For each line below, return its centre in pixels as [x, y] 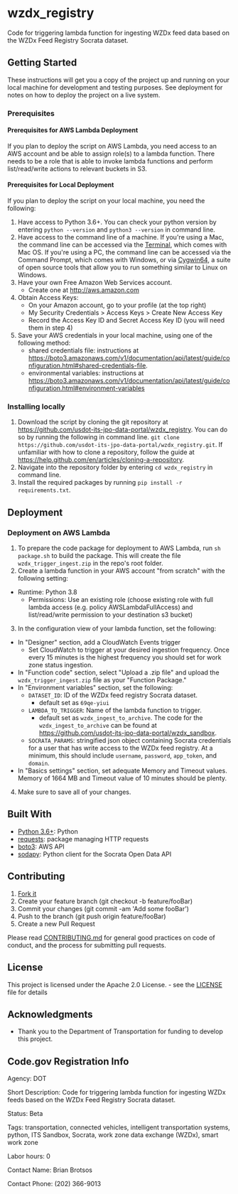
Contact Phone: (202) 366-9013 [54, 1184]
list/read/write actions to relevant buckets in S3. [77, 168]
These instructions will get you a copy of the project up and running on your [118, 80]
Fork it [27, 893]
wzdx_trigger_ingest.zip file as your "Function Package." [102, 680]
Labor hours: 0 [29, 1156]
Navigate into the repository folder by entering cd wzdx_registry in [115, 468]
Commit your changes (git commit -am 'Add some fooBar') [103, 908]
